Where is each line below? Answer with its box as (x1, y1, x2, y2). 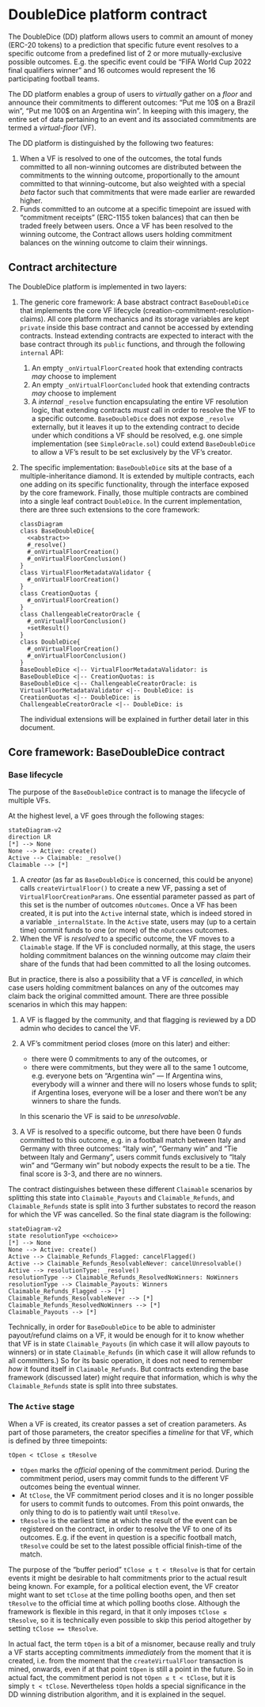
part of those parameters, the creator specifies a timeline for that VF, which (8, 1427, 254, 1437)
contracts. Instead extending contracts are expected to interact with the (19, 330, 254, 340)
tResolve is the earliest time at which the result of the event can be (19, 1515, 238, 1525)
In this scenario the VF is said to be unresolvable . (19, 1112, 180, 1121)
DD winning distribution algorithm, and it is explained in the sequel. (8, 1690, 226, 1699)
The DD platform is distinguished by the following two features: (8, 138, 214, 147)
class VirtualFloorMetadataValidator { (19, 568, 152, 576)
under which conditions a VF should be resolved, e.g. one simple (31, 430, 244, 440)
